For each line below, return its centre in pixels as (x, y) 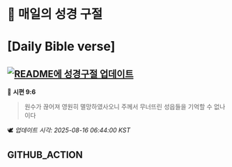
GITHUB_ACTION (45, 155)
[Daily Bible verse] (61, 47)
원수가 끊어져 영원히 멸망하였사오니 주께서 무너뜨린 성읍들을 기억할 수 (118, 107)
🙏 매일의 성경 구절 (55, 14)
